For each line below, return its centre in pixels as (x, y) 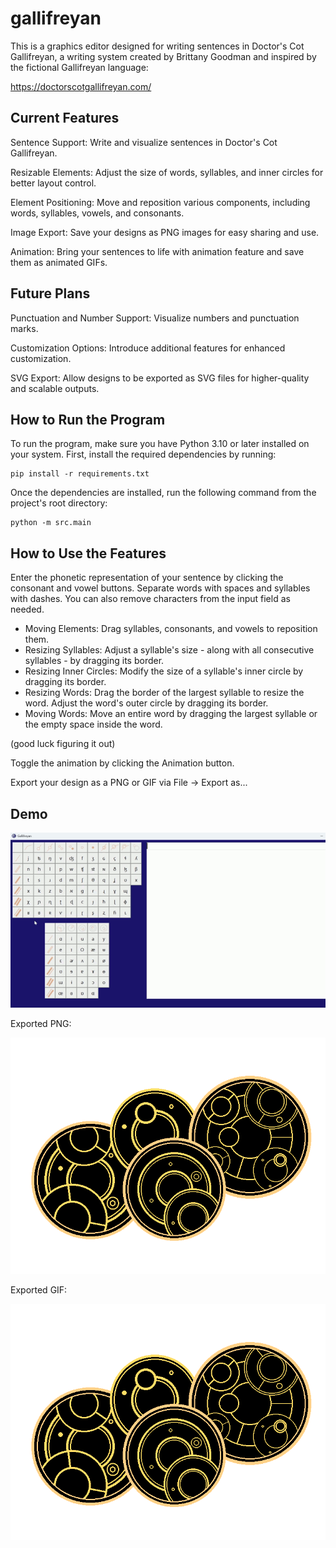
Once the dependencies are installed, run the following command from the (163, 493)
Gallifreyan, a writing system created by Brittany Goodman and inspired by (163, 56)
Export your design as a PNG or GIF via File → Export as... (129, 783)
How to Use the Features (88, 553)
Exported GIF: (39, 1290)
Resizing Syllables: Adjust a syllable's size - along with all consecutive (169, 650)
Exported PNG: (41, 1023)
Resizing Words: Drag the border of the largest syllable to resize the (164, 693)
